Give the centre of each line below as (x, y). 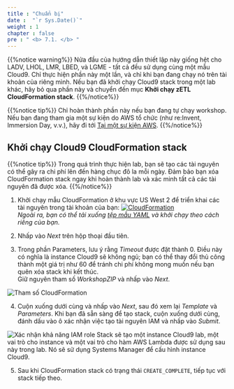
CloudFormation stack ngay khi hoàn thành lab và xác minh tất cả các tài (112, 178)
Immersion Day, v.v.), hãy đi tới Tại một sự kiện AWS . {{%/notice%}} (105, 125)
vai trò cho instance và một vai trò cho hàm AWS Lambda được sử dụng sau (116, 342)
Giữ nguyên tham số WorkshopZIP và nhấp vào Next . (94, 279)
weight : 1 (23, 27)
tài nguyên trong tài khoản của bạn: (68, 207)
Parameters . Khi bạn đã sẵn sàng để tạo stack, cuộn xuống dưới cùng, (118, 313)
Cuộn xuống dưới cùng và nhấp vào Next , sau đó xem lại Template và (117, 306)
